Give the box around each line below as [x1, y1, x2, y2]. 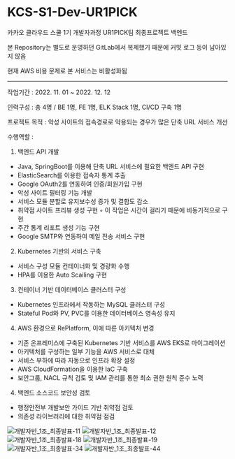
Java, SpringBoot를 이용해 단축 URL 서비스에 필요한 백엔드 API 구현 [17, 162, 204, 170]
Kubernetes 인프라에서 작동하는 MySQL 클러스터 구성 [17, 300, 166, 308]
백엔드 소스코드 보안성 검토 [17, 388, 91, 397]
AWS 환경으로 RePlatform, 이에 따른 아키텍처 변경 [17, 323, 155, 332]
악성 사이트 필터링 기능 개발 [17, 188, 93, 196]
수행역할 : [7, 132, 34, 140]
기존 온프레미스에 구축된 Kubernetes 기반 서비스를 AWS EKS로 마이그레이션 [17, 338, 226, 347]
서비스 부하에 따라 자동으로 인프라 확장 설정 [17, 356, 136, 364]
